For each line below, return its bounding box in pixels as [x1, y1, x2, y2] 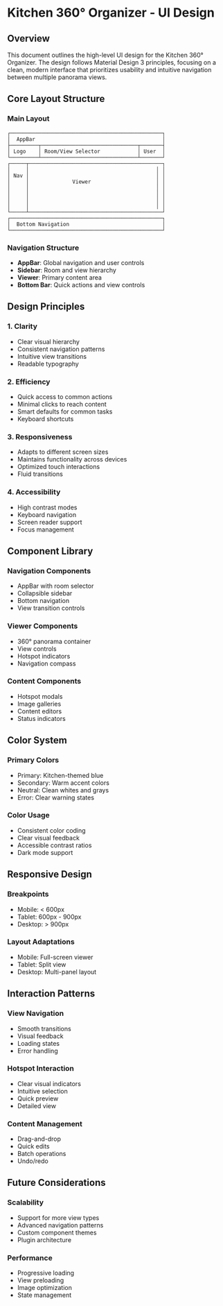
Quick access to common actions [17, 392, 113, 400]
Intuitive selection [17, 1087, 68, 1095]
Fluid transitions [17, 470, 64, 478]
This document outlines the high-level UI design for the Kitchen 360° [7, 51, 204, 59]
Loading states [17, 1039, 60, 1047]
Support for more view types [17, 1213, 100, 1222]
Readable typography [17, 359, 80, 368]
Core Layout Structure [7, 93, 105, 105]
